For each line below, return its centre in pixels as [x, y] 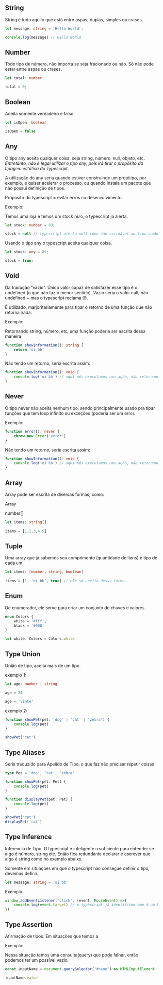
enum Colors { [19, 617]
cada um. [14, 563]
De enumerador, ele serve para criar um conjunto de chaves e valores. [75, 607]
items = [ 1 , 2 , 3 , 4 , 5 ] [26, 531]
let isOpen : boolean [26, 122]
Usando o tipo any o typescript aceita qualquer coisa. [59, 243]
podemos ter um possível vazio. [37, 960]
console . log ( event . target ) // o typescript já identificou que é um [84, 905]
